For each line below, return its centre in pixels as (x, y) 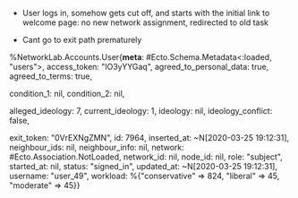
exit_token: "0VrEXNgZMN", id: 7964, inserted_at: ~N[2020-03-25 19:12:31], (149, 138)
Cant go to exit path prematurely (82, 40)
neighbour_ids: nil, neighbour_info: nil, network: (97, 147)
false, (19, 121)
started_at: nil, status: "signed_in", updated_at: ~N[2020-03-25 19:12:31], (144, 166)
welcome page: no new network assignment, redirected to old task (145, 22)
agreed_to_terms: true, (51, 76)
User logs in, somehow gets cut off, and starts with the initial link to (146, 13)
